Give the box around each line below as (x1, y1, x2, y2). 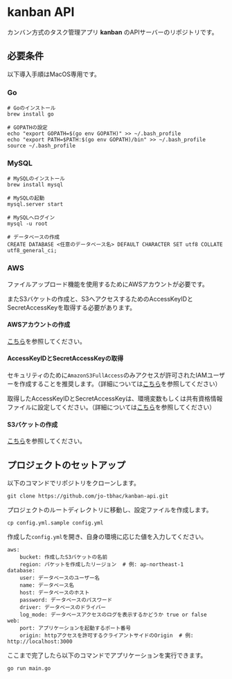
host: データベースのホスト (19, 590, 90, 597)
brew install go (7, 111, 54, 118)
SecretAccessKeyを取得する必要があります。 (7, 303, 136, 312)
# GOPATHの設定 (7, 124, 48, 132)
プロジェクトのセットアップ (7, 459, 126, 471)
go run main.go (7, 665, 51, 672)
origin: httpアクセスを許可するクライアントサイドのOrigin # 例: (19, 632, 194, 640)
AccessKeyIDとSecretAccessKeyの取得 (7, 354, 123, 362)
